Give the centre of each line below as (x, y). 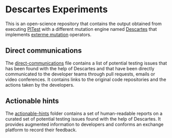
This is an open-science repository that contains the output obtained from (83, 24)
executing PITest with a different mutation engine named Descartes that (81, 29)
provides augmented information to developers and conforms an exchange (84, 124)
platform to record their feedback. (41, 130)
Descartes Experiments (56, 9)
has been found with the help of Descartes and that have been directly (80, 68)
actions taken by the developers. (40, 85)
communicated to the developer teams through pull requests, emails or (80, 74)
